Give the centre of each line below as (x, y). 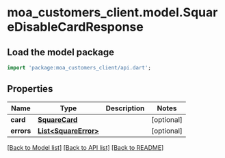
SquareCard (57, 119)
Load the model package (61, 52)
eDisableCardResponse (75, 27)
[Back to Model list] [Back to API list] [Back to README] (85, 147)
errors (21, 131)
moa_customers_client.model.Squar (112, 13)
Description (125, 108)
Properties (30, 89)
